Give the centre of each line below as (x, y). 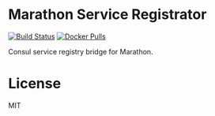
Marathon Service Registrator (107, 15)
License (35, 84)
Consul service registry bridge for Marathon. (81, 51)
